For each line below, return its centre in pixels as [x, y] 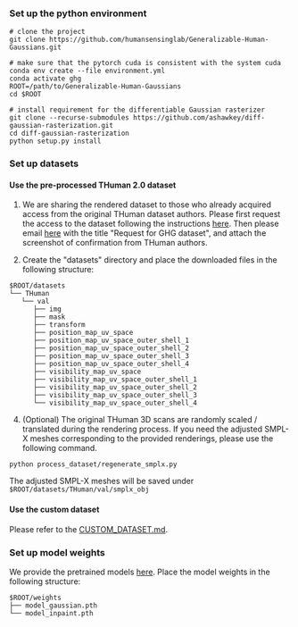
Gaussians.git [36, 47]
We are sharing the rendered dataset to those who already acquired [147, 205]
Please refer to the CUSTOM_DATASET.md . [88, 529]
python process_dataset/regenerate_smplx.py [93, 464]
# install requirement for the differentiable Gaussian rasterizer [137, 110]
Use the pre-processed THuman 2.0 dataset [93, 185]
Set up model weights [57, 552]
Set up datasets [44, 163]
